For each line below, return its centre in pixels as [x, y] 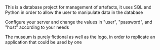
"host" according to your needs [37, 27]
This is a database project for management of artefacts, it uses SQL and [78, 7]
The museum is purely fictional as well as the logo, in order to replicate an [80, 37]
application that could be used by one [44, 42]
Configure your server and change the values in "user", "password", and [79, 22]
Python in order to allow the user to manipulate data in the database [74, 12]
